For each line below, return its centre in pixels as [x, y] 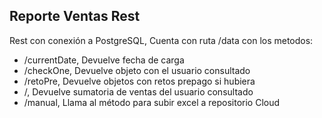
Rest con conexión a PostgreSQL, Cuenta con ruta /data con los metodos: [161, 40]
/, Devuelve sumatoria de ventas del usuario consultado [138, 91]
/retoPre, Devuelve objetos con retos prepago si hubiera [139, 81]
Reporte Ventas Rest [75, 16]
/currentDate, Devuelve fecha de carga [104, 60]
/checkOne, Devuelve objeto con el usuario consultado [137, 70]
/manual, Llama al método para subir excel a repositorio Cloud [152, 102]
